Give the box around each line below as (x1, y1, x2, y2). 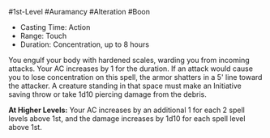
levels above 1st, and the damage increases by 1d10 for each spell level (8, 114, 246, 123)
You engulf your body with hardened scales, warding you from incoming (8, 56, 250, 65)
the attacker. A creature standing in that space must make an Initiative (8, 81, 242, 90)
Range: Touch (19, 31, 67, 40)
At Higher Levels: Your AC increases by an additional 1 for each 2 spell (8, 105, 245, 115)
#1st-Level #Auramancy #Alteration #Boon (8, 7, 150, 16)
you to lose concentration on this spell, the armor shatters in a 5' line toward (8, 73, 263, 82)
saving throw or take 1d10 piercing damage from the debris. (8, 90, 207, 99)
